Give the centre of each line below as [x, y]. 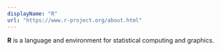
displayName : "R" [33, 14]
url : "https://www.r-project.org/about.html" [74, 20]
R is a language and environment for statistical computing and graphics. [111, 40]
